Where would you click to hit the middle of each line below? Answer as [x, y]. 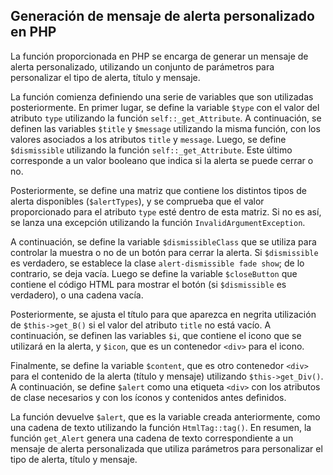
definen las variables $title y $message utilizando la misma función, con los [165, 128]
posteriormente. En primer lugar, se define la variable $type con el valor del [165, 107]
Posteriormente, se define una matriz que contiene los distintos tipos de [158, 190]
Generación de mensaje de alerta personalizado [162, 16]
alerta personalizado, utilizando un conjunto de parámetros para [142, 66]
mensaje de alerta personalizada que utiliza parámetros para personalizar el [166, 448]
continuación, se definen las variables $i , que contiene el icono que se [156, 335]
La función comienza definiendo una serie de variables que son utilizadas [162, 96]
